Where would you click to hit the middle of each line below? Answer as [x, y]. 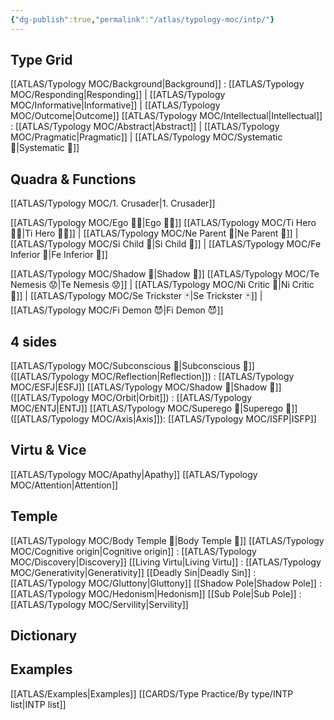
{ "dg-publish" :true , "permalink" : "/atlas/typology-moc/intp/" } [142, 19]
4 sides [34, 341]
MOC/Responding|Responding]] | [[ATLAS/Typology [118, 95]
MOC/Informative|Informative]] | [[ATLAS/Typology [115, 105]
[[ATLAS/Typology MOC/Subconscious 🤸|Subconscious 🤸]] [132, 366]
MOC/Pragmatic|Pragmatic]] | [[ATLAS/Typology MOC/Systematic [146, 137]
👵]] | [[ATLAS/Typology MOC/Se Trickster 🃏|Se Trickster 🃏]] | [136, 296]
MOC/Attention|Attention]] [64, 485]
